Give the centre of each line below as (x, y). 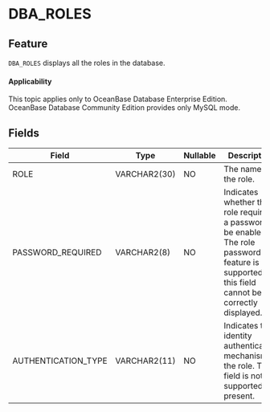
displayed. (243, 312)
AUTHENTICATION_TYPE (60, 361)
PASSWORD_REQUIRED (57, 252)
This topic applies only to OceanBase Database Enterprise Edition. (118, 99)
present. (239, 396)
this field (240, 283)
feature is (241, 263)
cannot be (243, 292)
